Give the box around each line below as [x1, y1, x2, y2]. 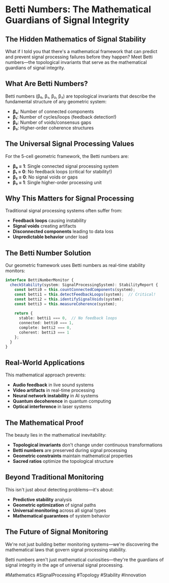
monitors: [5, 267, 25, 274]
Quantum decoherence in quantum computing [12, 398, 111, 405]
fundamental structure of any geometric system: [5, 98, 107, 104]
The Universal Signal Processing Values [5, 140, 134, 148]
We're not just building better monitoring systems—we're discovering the [5, 541, 159, 547]
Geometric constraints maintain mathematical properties [12, 453, 133, 459]
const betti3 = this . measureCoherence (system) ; [14, 301, 117, 306]
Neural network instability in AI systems [12, 393, 98, 399]
